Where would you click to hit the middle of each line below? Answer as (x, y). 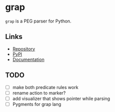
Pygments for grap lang (37, 104)
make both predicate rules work (45, 87)
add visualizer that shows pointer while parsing (61, 98)
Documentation (28, 59)
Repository (24, 48)
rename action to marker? (39, 93)
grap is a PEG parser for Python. (38, 21)
